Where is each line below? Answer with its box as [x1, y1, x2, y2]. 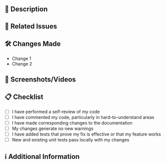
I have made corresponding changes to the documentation [11, 119, 133, 125]
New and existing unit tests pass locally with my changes [11, 137, 130, 143]
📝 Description [4, 5, 48, 13]
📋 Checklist [4, 93, 43, 101]
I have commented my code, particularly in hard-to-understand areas [11, 114, 155, 120]
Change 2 [11, 60, 32, 66]
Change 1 [11, 55, 31, 61]
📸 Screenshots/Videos [4, 75, 76, 83]
